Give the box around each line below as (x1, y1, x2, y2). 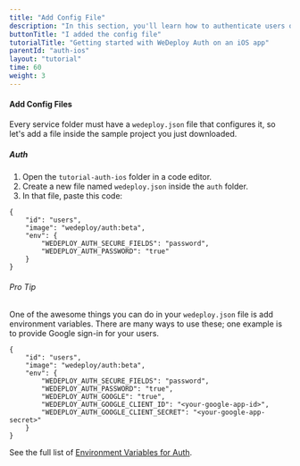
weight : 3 (9, 72, 46, 80)
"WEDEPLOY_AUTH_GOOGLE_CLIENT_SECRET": (41, 408, 190, 417)
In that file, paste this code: (21, 190, 123, 201)
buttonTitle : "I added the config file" (9, 30, 162, 38)
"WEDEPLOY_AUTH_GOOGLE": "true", (41, 393, 166, 402)
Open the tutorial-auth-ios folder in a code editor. (21, 171, 212, 182)
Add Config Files (9, 99, 73, 110)
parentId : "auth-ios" (9, 47, 90, 55)
